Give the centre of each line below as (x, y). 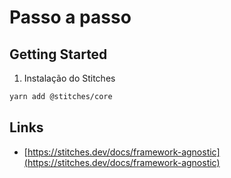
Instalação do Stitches (69, 78)
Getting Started (58, 54)
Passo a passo (70, 17)
